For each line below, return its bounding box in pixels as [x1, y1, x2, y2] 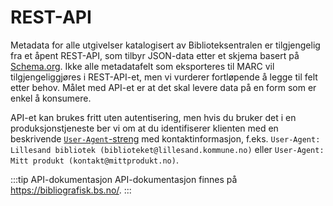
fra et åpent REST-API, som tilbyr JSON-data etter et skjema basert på [10, 49, 300, 61]
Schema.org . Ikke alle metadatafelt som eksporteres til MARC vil [10, 60, 275, 72]
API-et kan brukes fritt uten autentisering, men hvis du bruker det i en [10, 111, 297, 123]
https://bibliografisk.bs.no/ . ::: [10, 184, 132, 196]
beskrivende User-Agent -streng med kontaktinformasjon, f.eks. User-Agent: [10, 132, 321, 145]
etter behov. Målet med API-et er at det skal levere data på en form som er [10, 81, 317, 93]
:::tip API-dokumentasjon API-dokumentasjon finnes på [10, 173, 238, 185]
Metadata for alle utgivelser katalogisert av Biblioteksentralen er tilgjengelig [10, 39, 321, 51]
